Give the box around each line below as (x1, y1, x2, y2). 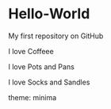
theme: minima (8, 92, 57, 102)
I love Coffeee (8, 46, 54, 56)
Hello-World (8, 5, 90, 23)
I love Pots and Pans (8, 61, 75, 72)
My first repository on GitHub (8, 31, 104, 41)
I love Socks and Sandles (8, 77, 90, 87)
